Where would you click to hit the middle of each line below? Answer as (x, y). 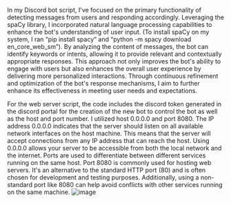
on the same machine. (39, 192)
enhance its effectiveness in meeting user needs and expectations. (102, 90)
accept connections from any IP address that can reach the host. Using (108, 141)
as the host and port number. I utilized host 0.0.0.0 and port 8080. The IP (111, 119)
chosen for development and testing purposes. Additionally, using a (103, 177)
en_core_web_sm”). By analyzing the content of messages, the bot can (108, 47)
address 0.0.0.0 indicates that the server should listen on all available (105, 126)
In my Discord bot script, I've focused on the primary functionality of (104, 10)
